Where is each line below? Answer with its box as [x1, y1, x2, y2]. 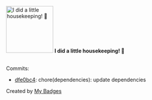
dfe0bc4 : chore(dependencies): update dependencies [14, 76, 146, 83]
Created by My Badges [6, 88, 62, 94]
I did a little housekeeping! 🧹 [54, 47, 125, 54]
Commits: [6, 65, 29, 72]
